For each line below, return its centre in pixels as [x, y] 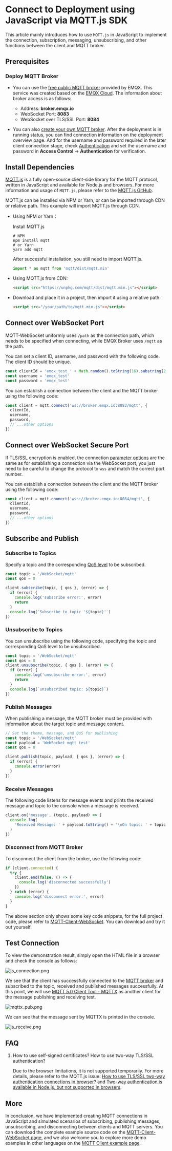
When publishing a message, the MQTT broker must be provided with [79, 718]
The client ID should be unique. [38, 362]
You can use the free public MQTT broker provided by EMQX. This [82, 87]
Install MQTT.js [28, 227]
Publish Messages [29, 707]
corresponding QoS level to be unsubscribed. [53, 646]
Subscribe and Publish [42, 539]
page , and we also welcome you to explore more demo [89, 1138]
